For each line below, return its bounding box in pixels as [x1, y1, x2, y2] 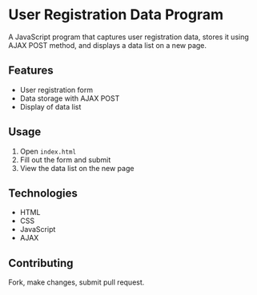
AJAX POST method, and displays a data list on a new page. [8, 40, 207, 50]
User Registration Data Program [8, 6, 224, 24]
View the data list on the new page [19, 163, 135, 173]
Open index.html [19, 146, 77, 156]
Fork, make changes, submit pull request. [8, 277, 145, 287]
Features [8, 64, 54, 78]
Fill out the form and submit [19, 154, 111, 165]
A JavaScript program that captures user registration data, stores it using [8, 32, 250, 42]
